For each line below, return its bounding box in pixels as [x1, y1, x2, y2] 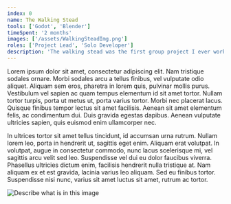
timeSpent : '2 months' [7, 29, 72, 36]
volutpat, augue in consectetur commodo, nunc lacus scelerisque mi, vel [7, 146, 213, 155]
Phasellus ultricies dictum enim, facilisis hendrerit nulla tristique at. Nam [7, 161, 211, 169]
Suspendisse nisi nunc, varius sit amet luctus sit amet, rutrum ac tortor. [7, 175, 208, 183]
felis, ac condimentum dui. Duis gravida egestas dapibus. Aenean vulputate [7, 111, 221, 119]
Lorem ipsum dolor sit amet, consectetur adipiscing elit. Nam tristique [7, 67, 204, 76]
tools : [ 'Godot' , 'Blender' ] [7, 23, 91, 30]
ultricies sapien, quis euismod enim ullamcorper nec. [7, 118, 157, 126]
